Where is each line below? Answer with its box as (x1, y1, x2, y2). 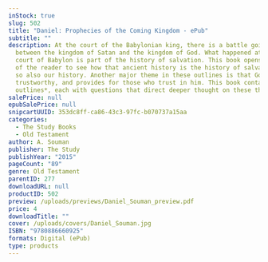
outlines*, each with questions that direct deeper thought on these (15, 85, 251, 94)
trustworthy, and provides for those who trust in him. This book (15, 78, 241, 86)
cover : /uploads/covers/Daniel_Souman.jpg (8, 220, 152, 228)
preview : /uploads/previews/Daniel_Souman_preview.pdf (8, 197, 195, 205)
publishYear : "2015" (8, 153, 77, 161)
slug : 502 (8, 19, 41, 27)
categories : (8, 116, 48, 124)
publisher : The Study (8, 145, 81, 153)
